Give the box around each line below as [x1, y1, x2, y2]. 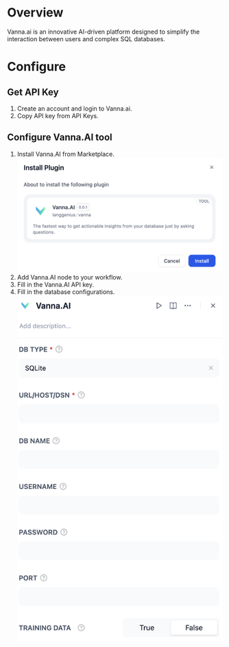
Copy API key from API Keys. [16, 111, 99, 120]
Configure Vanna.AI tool [7, 132, 113, 144]
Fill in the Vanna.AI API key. [16, 280, 95, 288]
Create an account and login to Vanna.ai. [16, 104, 132, 113]
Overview [7, 5, 64, 21]
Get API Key [7, 86, 60, 98]
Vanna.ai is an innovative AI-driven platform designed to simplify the [7, 27, 200, 36]
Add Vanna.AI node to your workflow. [16, 273, 123, 281]
